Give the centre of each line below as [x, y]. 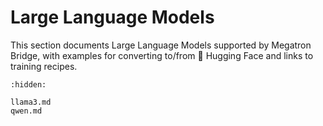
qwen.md [26, 111]
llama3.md [31, 102]
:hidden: [28, 84]
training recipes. [44, 66]
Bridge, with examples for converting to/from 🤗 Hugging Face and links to [162, 55]
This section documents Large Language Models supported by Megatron [161, 45]
